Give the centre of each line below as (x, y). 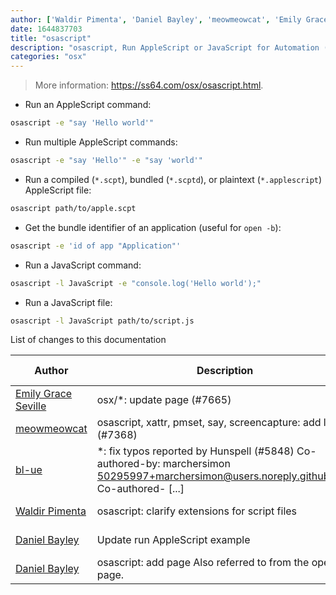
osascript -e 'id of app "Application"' (96, 246)
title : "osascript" (51, 38)
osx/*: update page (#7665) (164, 400)
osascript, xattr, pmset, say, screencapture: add (209, 423)
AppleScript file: (58, 190)
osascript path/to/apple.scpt (73, 208)
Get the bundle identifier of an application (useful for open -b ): (153, 227)
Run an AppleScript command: (88, 105)
